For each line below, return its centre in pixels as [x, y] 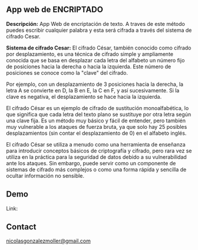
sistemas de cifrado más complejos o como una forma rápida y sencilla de [96, 169]
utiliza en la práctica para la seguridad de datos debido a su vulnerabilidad [96, 157]
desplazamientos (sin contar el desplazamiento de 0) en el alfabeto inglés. [96, 133]
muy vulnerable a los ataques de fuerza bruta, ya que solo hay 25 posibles [97, 126]
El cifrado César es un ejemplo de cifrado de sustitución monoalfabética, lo [98, 108]
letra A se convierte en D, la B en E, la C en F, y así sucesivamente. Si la [93, 90]
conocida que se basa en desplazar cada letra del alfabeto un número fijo [95, 60]
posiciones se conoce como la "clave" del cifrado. [67, 72]
